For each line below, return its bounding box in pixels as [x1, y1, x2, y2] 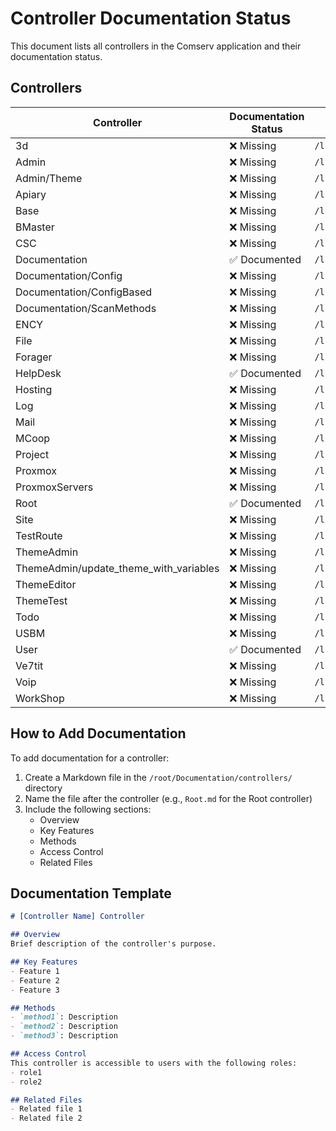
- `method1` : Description [10, 1012, 118, 1022]
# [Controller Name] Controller [10, 912, 145, 922]
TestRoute [15, 528, 63, 542]
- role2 [10, 1077, 43, 1087]
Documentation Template [10, 885, 172, 902]
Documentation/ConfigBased [15, 285, 153, 299]
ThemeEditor [15, 577, 77, 591]
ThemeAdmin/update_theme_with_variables [15, 561, 220, 575]
